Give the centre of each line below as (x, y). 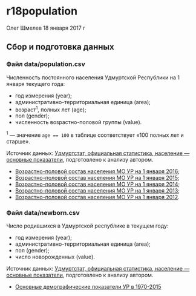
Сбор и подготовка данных (60, 47)
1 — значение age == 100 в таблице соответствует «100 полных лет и (95, 134)
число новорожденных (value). (55, 257)
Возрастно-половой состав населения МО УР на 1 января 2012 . (97, 197)
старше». (18, 141)
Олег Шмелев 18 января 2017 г (46, 28)
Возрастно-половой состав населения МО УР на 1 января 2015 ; (97, 177)
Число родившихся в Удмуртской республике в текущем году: (87, 226)
